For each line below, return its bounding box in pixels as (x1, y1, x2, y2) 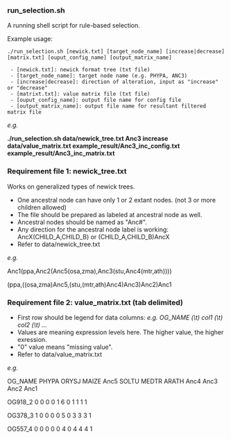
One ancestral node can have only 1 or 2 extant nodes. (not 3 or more (17, 196, 216, 204)
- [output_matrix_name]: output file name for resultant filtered (10, 103, 207, 110)
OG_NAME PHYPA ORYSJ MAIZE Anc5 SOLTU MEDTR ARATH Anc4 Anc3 (7, 377, 219, 385)
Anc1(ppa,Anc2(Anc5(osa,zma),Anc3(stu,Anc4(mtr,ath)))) (7, 266, 172, 275)
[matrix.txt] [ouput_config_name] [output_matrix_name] (7, 54, 172, 61)
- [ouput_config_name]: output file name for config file (10, 96, 182, 104)
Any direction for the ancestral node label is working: (17, 225, 169, 234)
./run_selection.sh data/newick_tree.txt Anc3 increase (7, 135, 169, 143)
